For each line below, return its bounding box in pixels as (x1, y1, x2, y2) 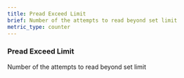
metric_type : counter (7, 23, 71, 30)
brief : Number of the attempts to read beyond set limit (7, 17, 178, 24)
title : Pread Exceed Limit (7, 10, 86, 18)
